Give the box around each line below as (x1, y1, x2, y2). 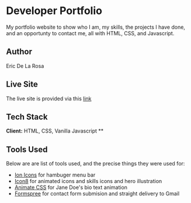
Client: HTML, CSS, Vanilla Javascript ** (6, 127, 104, 134)
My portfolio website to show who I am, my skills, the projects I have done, (6, 23, 186, 31)
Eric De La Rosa (6, 62, 44, 69)
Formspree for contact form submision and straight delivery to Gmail (14, 190, 180, 197)
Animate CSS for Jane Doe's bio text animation (14, 184, 127, 191)
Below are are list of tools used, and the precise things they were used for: (6, 160, 185, 167)
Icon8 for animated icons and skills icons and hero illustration (14, 178, 162, 185)
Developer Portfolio (6, 4, 102, 18)
